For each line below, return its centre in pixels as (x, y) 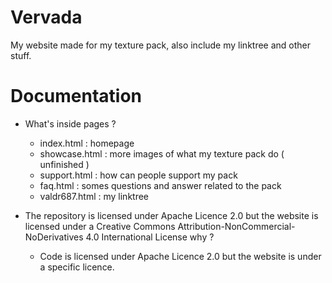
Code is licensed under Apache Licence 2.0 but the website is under (180, 256)
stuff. (21, 55)
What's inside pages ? (70, 123)
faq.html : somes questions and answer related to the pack (160, 185)
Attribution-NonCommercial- (236, 226)
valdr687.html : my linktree (94, 196)
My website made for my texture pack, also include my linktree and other (161, 45)
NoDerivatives (54, 237)
